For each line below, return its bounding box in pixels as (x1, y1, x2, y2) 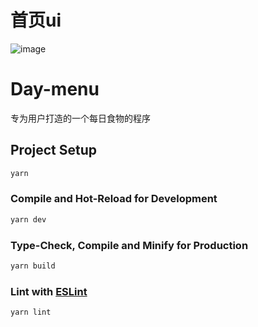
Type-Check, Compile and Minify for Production (10, 238, 249, 252)
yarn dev (10, 214, 47, 225)
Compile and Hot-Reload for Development (10, 192, 218, 206)
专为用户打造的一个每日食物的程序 (10, 112, 151, 124)
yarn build (10, 261, 56, 271)
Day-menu (10, 78, 100, 101)
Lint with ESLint (10, 284, 88, 298)
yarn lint (10, 307, 52, 318)
